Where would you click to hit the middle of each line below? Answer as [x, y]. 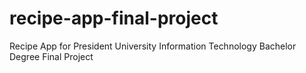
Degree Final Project [51, 56]
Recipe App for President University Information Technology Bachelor [153, 46]
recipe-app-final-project [114, 18]
